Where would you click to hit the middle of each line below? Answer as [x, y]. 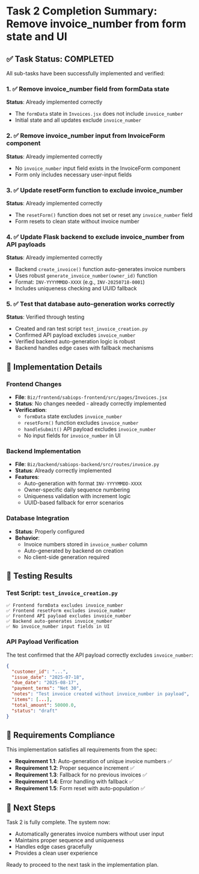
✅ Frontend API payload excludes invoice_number [69, 616]
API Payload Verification [43, 641]
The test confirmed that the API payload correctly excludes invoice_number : [100, 655]
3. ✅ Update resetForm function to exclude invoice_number [95, 190]
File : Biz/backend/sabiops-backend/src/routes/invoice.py [87, 464]
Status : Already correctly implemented [63, 470]
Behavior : [27, 538]
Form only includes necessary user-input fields [73, 174]
